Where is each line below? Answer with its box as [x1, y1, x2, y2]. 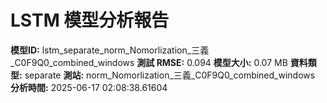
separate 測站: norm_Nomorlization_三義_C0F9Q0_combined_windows [24, 69, 316, 81]
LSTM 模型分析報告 [10, 9, 170, 32]
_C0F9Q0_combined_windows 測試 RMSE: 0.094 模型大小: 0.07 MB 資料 [10, 56, 308, 68]
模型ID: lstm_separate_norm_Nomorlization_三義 [10, 44, 210, 56]
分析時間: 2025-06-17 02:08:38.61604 [10, 81, 168, 93]
